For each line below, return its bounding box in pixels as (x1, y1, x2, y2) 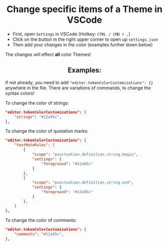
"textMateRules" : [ (14, 143, 55, 148)
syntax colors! (5, 90, 35, 96)
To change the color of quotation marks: (5, 128, 89, 134)
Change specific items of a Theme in (7, 4, 162, 15)
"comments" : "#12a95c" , (14, 232, 64, 237)
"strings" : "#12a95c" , (14, 114, 62, 119)
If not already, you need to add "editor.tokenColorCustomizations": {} (5, 79, 153, 85)
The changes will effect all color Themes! (5, 51, 92, 57)
